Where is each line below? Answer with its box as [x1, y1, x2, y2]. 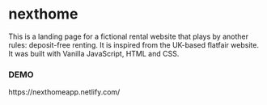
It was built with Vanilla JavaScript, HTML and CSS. [8, 48, 180, 58]
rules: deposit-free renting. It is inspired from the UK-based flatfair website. [8, 40, 259, 49]
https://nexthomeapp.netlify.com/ [8, 87, 121, 97]
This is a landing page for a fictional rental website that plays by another [8, 31, 249, 41]
